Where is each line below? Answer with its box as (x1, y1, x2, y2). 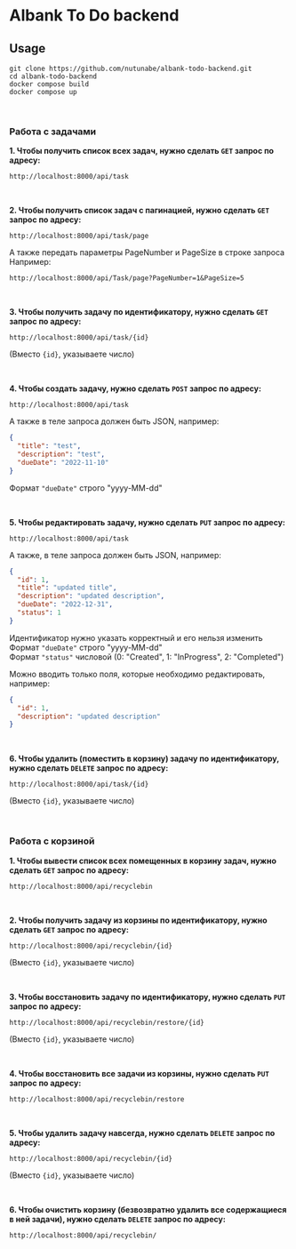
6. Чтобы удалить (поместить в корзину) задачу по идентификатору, (9, 753, 280, 765)
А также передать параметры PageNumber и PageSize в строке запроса (9, 247, 285, 258)
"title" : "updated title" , (17, 583, 117, 592)
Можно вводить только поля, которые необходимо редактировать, (9, 669, 266, 679)
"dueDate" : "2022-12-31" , (17, 600, 114, 609)
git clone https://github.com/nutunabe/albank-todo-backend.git (9, 64, 252, 73)
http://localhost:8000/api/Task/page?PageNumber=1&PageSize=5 (9, 274, 244, 283)
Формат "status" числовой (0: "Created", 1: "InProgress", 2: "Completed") (9, 651, 284, 662)
